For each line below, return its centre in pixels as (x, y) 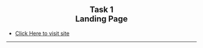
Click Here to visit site (42, 33)
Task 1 (101, 10)
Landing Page (101, 19)
